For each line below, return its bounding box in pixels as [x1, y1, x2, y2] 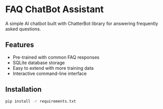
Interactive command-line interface [12, 70, 87, 76]
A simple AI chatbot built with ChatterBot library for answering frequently [5, 20, 158, 26]
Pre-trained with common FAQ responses [12, 54, 100, 60]
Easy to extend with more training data [12, 65, 94, 71]
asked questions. [5, 25, 41, 32]
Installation [5, 85, 42, 94]
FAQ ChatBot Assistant [5, 4, 104, 15]
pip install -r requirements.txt [5, 98, 76, 104]
